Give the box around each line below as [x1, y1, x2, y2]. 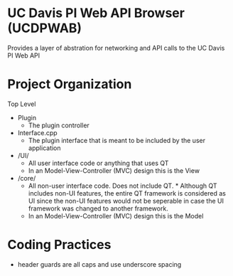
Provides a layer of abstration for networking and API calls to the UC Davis [7, 43, 225, 52]
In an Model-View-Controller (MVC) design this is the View [28, 166, 200, 175]
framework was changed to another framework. [28, 204, 168, 213]
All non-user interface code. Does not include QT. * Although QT [28, 181, 218, 190]
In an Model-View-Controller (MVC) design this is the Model [28, 211, 204, 220]
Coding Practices [7, 237, 112, 253]
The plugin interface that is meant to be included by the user [28, 136, 206, 144]
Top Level [7, 100, 36, 108]
